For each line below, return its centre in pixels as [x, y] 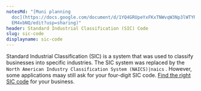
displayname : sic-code [34, 39]
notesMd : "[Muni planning [38, 12]
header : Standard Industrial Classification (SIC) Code [77, 28]
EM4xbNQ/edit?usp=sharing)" [47, 23]
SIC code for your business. [40, 81]
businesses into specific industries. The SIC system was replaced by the [95, 62]
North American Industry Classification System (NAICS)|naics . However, [99, 69]
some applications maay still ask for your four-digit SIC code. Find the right [98, 75]
